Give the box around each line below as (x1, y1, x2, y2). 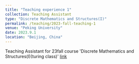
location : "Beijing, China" (5, 35, 63, 40)
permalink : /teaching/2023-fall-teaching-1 (5, 21, 96, 26)
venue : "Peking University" (5, 26, 63, 31)
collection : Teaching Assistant (5, 12, 71, 17)
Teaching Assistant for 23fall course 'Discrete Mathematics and (5, 48, 135, 54)
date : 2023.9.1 (5, 30, 36, 35)
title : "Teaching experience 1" (5, 7, 71, 12)
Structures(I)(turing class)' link (5, 53, 68, 59)
